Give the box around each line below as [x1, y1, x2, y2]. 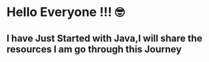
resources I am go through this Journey [6, 43, 182, 55]
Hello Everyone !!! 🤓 [6, 4, 125, 20]
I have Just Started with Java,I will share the [6, 32, 203, 44]
